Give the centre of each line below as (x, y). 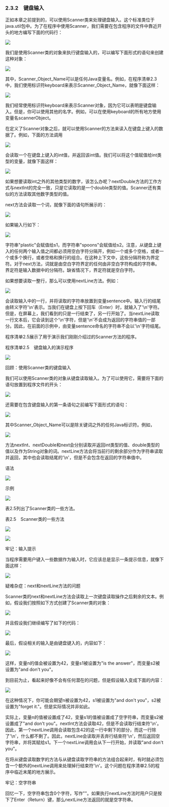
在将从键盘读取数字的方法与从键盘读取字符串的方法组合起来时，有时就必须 (82, 759)
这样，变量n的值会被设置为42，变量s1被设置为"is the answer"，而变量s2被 (82, 663)
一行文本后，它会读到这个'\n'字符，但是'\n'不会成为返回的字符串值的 (76, 320)
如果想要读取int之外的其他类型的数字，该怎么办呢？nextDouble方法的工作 (81, 182)
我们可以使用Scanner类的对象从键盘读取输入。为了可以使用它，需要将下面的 (84, 378)
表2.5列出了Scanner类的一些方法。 (41, 509)
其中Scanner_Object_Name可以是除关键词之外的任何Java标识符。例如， (80, 425)
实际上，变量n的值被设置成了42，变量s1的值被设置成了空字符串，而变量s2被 (84, 717)
